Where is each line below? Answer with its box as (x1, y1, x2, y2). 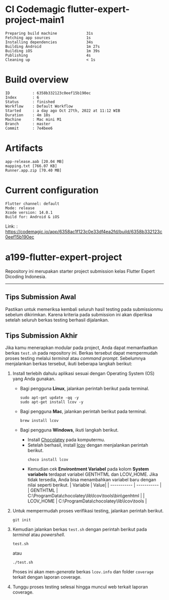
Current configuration (5, 185, 99, 196)
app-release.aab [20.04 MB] (5, 159, 64, 164)
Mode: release (5, 205, 35, 211)
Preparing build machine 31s (5, 31, 94, 36)
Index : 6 (5, 95, 39, 100)
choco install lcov (27, 457, 69, 462)
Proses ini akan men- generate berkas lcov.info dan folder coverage (12, 569, 154, 575)
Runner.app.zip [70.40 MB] (5, 167, 62, 173)
